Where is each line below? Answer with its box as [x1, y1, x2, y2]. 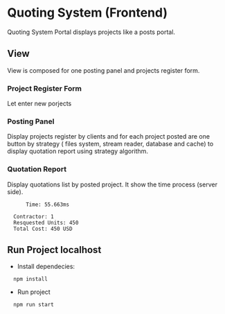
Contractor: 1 [13, 213, 54, 220]
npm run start [13, 302, 54, 308]
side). [7, 187, 24, 195]
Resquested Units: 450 [13, 219, 79, 226]
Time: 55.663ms [25, 201, 70, 208]
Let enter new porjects [7, 99, 72, 108]
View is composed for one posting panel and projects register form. [7, 66, 200, 74]
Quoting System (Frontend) [7, 5, 168, 21]
